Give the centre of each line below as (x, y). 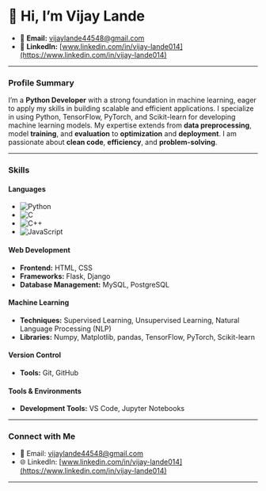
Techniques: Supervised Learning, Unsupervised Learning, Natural (129, 320)
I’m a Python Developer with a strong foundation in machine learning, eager (133, 100)
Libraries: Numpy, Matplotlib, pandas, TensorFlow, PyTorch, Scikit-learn (137, 337)
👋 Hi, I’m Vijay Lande (76, 16)
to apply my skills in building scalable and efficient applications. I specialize (131, 108)
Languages (27, 188)
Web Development (40, 249)
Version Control (35, 355)
